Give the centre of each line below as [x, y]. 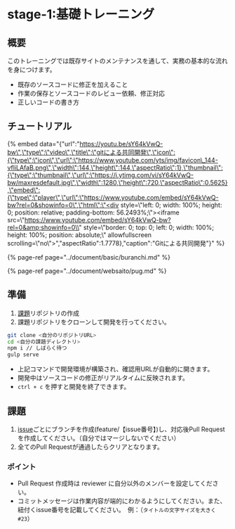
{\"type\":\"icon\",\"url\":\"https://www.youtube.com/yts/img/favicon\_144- [113, 160]
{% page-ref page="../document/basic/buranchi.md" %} [89, 257]
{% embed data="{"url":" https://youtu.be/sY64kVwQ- [85, 144]
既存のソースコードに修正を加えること [73, 84]
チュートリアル [40, 126]
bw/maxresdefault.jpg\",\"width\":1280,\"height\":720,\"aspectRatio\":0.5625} [117, 182]
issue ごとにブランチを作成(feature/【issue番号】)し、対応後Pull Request [121, 429]
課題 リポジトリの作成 [48, 313]
